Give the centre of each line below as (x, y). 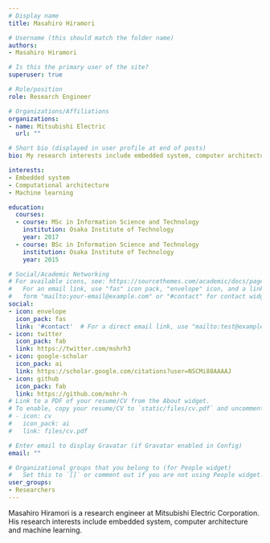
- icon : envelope (37, 311)
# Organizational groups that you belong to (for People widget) (120, 467)
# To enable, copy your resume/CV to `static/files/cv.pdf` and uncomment (136, 409)
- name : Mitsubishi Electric (57, 126)
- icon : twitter (35, 334)
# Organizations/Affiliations (59, 111)
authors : (23, 45)
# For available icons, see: (57, 282)
